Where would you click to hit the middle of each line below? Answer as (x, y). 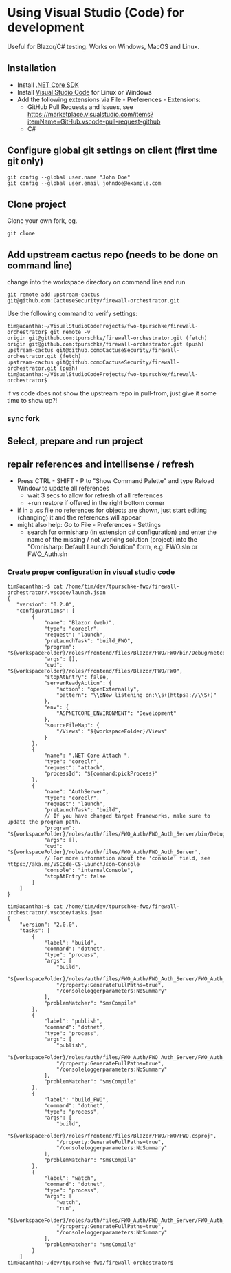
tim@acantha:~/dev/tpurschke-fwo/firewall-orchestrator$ (90, 1263)
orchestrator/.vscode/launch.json (57, 592)
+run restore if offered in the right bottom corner (96, 503)
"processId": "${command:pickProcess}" (101, 773)
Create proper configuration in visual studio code (91, 572)
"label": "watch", (70, 1178)
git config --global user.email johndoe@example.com (84, 183)
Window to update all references (63, 489)
